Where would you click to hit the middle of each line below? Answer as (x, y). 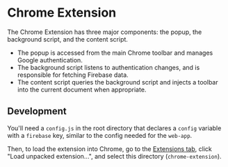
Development (37, 111)
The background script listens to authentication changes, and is (108, 67)
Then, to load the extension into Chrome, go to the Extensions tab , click (109, 149)
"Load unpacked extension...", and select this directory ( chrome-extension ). (114, 156)
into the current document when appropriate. (82, 89)
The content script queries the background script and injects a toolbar (117, 82)
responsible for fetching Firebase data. (73, 75)
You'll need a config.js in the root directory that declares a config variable (114, 128)
